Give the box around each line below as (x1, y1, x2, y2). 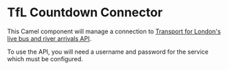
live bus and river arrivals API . (7, 34, 91, 42)
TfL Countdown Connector (7, 5, 163, 20)
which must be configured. (7, 54, 84, 63)
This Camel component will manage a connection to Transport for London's (7, 27, 221, 35)
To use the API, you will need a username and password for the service (7, 48, 209, 56)
